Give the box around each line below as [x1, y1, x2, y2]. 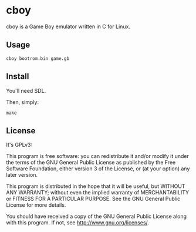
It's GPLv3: [6, 142, 32, 149]
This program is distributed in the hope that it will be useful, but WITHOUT [6, 183, 185, 190]
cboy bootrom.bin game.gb [6, 55, 69, 62]
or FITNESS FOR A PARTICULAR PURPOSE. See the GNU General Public [6, 195, 181, 203]
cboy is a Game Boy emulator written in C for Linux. [6, 23, 131, 30]
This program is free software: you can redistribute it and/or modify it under [6, 153, 189, 160]
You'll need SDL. [6, 87, 46, 94]
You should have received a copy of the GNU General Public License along [6, 213, 187, 220]
